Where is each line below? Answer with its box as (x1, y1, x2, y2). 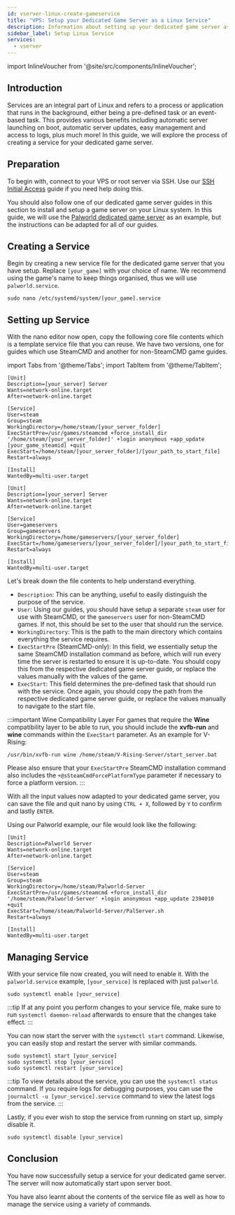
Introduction (7, 82, 63, 95)
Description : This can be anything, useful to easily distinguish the (17, 590, 208, 599)
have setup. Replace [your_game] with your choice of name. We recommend (7, 267, 226, 275)
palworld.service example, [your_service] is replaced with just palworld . (7, 978, 219, 986)
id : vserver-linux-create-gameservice (7, 10, 120, 18)
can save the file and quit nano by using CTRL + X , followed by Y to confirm (7, 800, 222, 808)
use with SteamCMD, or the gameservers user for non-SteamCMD (17, 613, 206, 621)
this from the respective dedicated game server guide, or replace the (17, 665, 217, 673)
